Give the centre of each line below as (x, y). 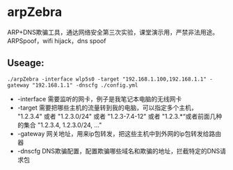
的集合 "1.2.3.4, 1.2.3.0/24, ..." (59, 125)
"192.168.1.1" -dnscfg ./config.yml (85, 85)
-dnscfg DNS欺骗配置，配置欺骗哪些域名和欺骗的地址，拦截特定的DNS (119, 151)
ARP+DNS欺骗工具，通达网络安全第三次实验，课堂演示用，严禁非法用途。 (113, 32)
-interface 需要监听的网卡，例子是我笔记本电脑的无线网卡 (99, 99)
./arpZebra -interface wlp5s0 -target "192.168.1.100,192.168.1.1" (107, 79)
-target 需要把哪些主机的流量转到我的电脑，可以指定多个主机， (107, 108)
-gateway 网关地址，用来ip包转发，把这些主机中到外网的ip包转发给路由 (119, 133)
